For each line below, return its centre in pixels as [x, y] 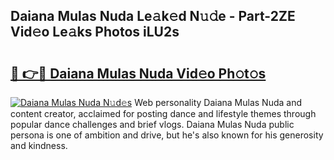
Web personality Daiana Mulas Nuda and [218, 102]
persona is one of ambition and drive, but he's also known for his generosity [167, 135]
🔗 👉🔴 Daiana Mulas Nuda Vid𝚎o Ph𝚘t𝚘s [138, 73]
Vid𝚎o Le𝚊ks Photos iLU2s [95, 32]
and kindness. [39, 145]
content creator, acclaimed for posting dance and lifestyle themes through [163, 113]
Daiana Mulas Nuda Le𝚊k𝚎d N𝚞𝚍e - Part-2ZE [153, 16]
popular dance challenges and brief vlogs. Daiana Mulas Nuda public [152, 124]
